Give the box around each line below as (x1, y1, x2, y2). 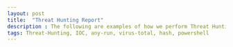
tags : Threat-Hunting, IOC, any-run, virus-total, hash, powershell (7, 29, 209, 37)
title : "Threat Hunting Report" (7, 17, 104, 23)
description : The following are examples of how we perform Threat (7, 23, 209, 30)
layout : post (7, 10, 45, 17)
